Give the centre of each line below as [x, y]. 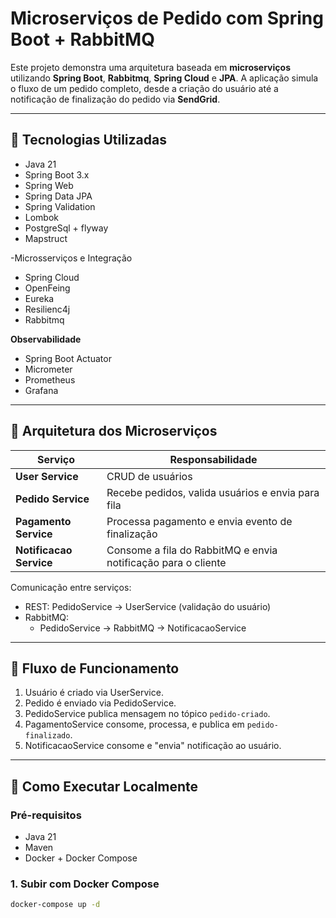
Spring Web [49, 185]
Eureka [39, 298]
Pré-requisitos [46, 815]
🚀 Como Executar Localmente [104, 786]
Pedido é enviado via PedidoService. [100, 703]
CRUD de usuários [149, 476]
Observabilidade [46, 339]
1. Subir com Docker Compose [85, 884]
